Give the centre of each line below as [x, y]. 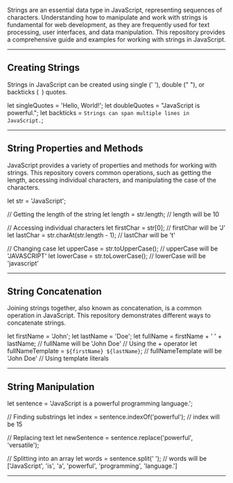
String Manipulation [51, 387]
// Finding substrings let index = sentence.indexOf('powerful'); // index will [113, 417]
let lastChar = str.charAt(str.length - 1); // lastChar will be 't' [91, 235]
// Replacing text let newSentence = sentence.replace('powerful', [100, 438]
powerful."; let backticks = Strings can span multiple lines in [98, 112]
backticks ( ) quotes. [37, 92]
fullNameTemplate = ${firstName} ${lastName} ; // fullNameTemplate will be [114, 351]
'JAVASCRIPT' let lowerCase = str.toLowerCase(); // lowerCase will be [106, 255]
